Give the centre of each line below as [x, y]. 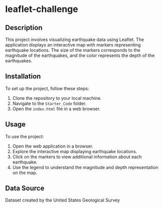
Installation [23, 77]
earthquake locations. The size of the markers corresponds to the [73, 50]
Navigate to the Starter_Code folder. [49, 103]
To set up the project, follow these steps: [47, 88]
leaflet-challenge [42, 9]
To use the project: [24, 136]
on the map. [25, 173]
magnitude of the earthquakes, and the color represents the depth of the [80, 55]
